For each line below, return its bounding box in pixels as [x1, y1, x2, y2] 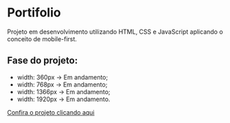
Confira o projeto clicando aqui [7, 108, 95, 116]
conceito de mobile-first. [7, 34, 78, 43]
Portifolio [7, 5, 61, 21]
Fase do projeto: [7, 55, 78, 67]
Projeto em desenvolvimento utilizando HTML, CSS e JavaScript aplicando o [7, 27, 223, 36]
